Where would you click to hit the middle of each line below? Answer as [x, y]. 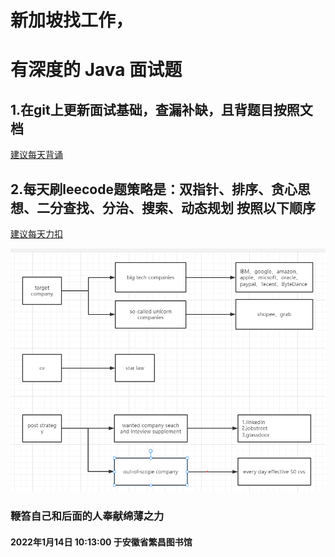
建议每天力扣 [36, 234]
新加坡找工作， [72, 20]
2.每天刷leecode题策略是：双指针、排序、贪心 [154, 189]
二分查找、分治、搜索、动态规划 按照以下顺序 [176, 207]
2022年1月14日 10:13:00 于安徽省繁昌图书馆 [101, 542]
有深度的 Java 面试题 [96, 70]
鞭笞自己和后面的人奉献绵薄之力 [87, 516]
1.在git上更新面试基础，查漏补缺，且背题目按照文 [161, 109]
